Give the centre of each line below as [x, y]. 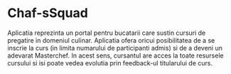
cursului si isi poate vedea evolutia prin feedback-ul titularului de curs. [110, 63]
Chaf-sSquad [48, 13]
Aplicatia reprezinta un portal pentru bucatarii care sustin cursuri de [107, 33]
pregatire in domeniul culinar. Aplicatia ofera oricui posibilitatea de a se [111, 40]
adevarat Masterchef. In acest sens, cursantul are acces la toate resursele [116, 55]
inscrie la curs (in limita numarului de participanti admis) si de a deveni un [115, 48]
